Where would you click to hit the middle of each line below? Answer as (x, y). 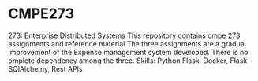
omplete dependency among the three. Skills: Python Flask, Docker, (118, 61)
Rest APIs (67, 68)
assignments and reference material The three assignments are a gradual (127, 43)
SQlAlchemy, (29, 68)
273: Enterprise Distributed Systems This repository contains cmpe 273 (124, 35)
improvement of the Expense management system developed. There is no (128, 52)
